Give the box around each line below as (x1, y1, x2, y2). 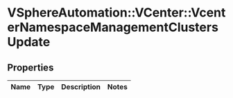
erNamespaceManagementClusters (7, 19, 218, 35)
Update (7, 35, 51, 50)
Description (61, 82, 101, 91)
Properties (7, 61, 54, 73)
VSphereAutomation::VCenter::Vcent (7, 5, 226, 21)
